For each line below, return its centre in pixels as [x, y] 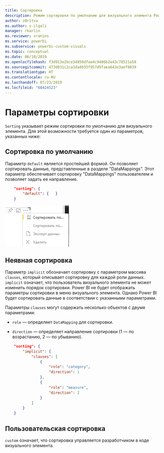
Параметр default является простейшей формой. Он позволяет [72, 163]
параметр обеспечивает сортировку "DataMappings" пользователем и [79, 174]
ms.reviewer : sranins [27, 36]
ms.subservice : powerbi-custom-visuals [46, 46]
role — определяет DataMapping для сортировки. [63, 322]
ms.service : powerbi [26, 42]
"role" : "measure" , [69, 388]
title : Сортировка [24, 10]
